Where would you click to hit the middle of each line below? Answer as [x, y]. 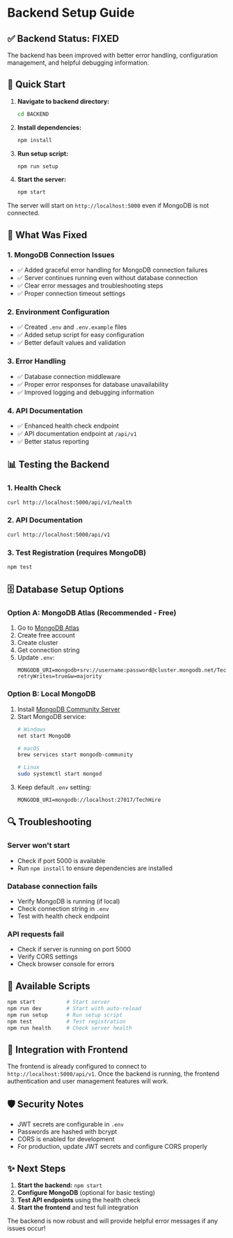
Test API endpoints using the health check [79, 1200]
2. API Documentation [45, 520]
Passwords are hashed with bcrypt [67, 1132]
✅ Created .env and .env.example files [72, 327]
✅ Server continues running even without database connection [107, 278]
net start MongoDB [44, 736]
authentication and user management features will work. [88, 1081]
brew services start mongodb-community [75, 755]
